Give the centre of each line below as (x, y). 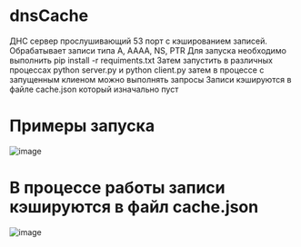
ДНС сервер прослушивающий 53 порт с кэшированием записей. (139, 41)
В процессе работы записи (117, 188)
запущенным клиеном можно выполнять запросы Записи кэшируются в (150, 79)
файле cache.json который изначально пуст (94, 89)
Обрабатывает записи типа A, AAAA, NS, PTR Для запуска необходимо (148, 50)
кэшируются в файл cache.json (134, 207)
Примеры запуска (82, 126)
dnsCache (49, 16)
